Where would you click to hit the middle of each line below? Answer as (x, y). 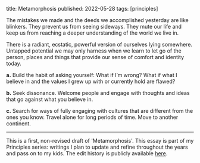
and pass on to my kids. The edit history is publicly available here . (87, 153)
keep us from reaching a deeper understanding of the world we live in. (93, 33)
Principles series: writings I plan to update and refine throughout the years (97, 147)
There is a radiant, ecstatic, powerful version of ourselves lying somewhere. (99, 44)
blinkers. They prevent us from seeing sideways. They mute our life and (94, 27)
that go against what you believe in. (50, 99)
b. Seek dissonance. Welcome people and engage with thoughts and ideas (98, 93)
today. (14, 63)
